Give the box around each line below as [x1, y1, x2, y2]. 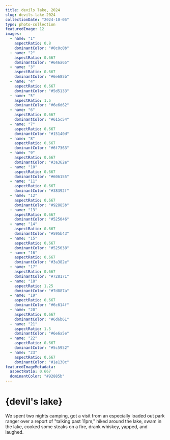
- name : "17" [10, 265, 38, 270]
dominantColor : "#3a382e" [14, 259, 70, 265]
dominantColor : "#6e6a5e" [14, 331, 70, 336]
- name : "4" [10, 79, 36, 84]
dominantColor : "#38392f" [14, 188, 70, 193]
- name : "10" [10, 164, 38, 169]
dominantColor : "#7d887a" [14, 288, 70, 293]
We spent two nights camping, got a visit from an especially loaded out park [5, 412, 165, 419]
